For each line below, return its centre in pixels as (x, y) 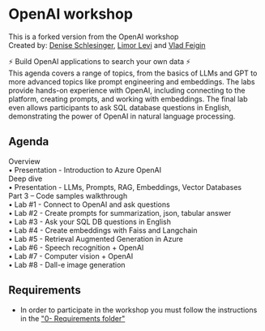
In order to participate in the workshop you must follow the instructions (139, 310)
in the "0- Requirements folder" (73, 318)
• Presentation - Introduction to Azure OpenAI (85, 170)
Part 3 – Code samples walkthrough (68, 196)
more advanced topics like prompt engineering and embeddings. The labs (132, 81)
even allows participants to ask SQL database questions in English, (120, 107)
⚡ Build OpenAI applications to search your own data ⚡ (100, 61)
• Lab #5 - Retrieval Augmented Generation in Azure (96, 239)
